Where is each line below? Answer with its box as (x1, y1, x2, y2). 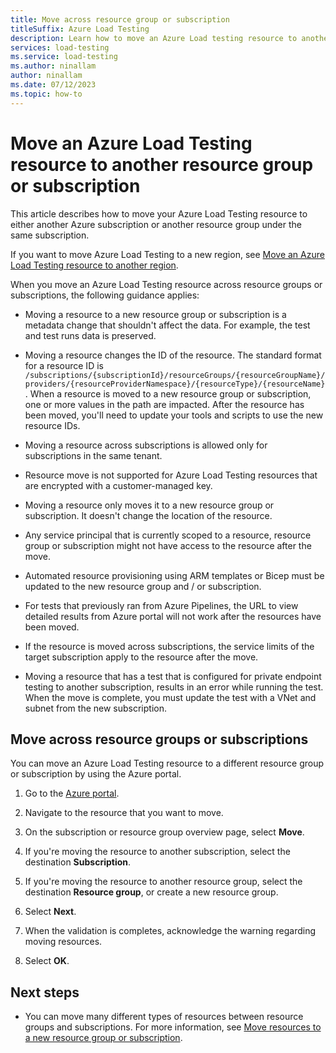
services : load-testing (10, 42, 110, 53)
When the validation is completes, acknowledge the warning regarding (24, 925, 317, 937)
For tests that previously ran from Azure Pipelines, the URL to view (24, 599, 299, 611)
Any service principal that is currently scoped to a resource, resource (24, 529, 312, 541)
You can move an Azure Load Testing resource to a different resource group (10, 757, 325, 770)
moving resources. (24, 936, 103, 948)
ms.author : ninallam (10, 61, 97, 71)
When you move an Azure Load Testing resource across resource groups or (10, 278, 323, 290)
